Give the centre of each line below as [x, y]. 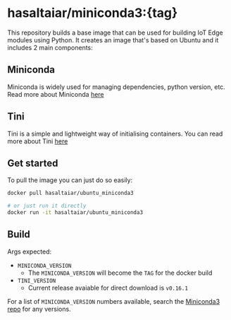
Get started [33, 163]
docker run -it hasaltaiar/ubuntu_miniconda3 [75, 213]
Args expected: [30, 251]
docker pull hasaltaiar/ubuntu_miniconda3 [70, 193]
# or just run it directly [47, 206]
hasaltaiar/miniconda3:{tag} [93, 13]
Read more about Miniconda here [56, 94]
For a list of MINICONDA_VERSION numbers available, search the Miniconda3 [114, 301]
